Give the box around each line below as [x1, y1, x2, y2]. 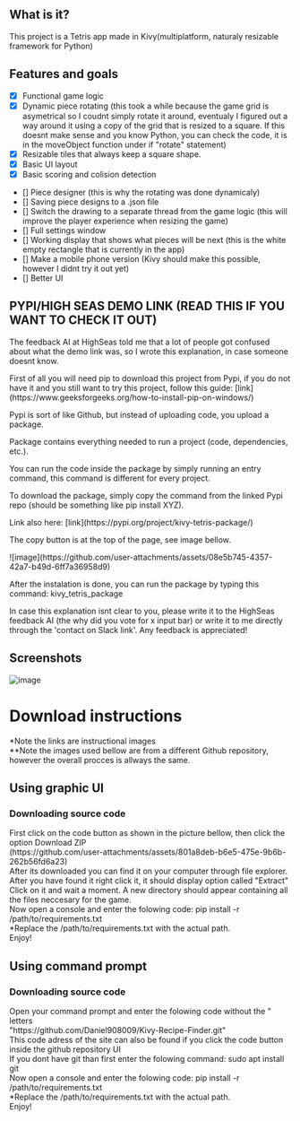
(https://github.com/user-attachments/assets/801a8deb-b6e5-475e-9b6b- [9, 847, 287, 857]
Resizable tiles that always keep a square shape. [21, 148, 201, 160]
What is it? [9, 7, 70, 22]
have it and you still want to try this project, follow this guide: [9, 382, 233, 393]
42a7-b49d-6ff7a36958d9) [9, 560, 111, 572]
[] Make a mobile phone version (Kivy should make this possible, [21, 253, 261, 264]
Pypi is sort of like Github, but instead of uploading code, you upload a [9, 409, 270, 420]
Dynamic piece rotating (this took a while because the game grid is [21, 100, 270, 111]
